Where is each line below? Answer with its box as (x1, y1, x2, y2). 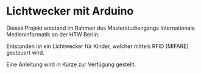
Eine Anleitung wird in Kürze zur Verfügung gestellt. (6, 61, 136, 68)
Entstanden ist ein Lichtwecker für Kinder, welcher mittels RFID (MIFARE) (6, 42, 189, 50)
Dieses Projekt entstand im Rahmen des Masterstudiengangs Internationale (6, 24, 195, 32)
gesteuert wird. (6, 49, 44, 56)
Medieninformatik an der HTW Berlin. (6, 30, 100, 38)
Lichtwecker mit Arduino (6, 4, 134, 18)
